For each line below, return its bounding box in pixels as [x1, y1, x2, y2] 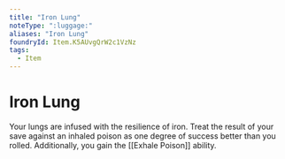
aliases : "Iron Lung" [9, 29, 89, 38]
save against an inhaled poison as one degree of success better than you [9, 130, 276, 141]
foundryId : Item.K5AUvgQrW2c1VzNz [9, 37, 137, 47]
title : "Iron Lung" [9, 12, 81, 22]
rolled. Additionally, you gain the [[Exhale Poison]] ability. [9, 140, 217, 150]
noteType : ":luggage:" [9, 21, 93, 30]
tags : [9, 46, 29, 55]
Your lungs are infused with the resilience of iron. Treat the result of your [9, 121, 274, 132]
